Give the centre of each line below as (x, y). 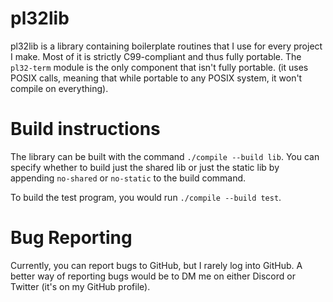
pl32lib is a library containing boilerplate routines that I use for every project (166, 46)
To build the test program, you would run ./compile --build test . (146, 197)
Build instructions (85, 129)
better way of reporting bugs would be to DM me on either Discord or (153, 276)
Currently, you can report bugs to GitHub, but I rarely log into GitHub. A (156, 265)
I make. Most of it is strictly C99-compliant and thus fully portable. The (156, 56)
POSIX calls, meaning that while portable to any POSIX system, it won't (156, 78)
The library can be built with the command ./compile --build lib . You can (165, 156)
